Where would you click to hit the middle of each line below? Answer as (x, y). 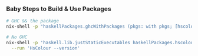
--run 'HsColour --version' (46, 48)
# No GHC (17, 37)
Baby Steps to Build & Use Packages (59, 9)
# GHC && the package (33, 21)
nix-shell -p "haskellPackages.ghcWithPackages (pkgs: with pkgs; (89, 27)
